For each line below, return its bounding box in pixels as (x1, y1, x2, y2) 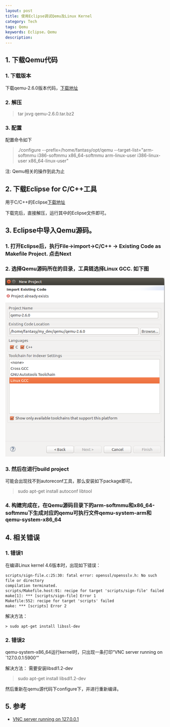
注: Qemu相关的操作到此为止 (5, 168, 65, 175)
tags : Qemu (5, 24, 28, 30)
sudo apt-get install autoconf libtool (17, 488, 92, 495)
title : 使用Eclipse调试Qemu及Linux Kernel (5, 13, 93, 19)
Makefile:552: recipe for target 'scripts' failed (5, 598, 114, 603)
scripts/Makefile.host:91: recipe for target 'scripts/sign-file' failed (5, 588, 164, 593)
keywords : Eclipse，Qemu (5, 30, 57, 35)
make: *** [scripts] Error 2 (5, 603, 67, 608)
